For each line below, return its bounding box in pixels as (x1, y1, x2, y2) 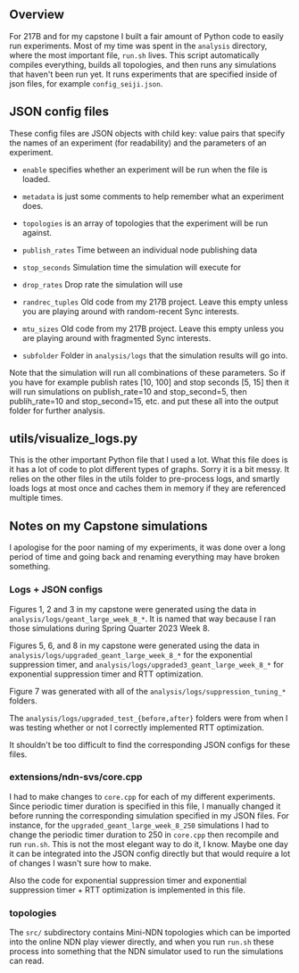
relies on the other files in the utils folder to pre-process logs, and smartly (9, 473, 280, 485)
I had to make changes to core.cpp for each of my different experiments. (9, 791, 276, 802)
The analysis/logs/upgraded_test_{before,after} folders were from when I (9, 712, 288, 723)
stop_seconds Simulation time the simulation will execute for (21, 262, 241, 272)
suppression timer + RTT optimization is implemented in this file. (9, 884, 246, 895)
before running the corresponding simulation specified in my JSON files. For (9, 810, 290, 820)
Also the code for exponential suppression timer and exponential (9, 875, 247, 886)
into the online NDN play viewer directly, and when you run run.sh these (9, 936, 275, 947)
